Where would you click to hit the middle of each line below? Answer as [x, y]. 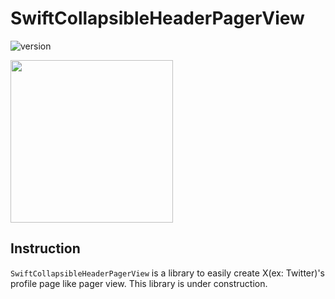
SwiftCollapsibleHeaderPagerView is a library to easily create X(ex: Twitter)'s [167, 273]
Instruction [45, 248]
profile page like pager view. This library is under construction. [139, 283]
